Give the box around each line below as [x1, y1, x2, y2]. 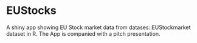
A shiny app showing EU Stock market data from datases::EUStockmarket [6, 24, 191, 31]
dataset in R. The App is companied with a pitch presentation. [6, 30, 161, 37]
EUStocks [6, 4, 57, 18]
